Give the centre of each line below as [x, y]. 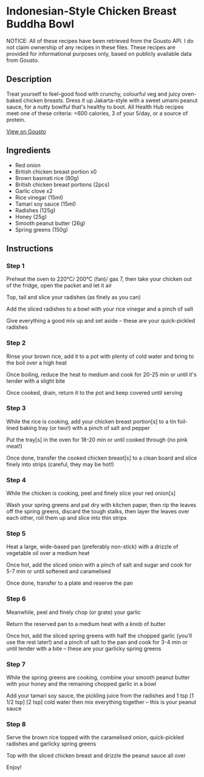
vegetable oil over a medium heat [48, 553]
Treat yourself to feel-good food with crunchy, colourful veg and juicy [93, 94]
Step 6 [16, 599]
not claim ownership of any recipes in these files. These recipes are [91, 47]
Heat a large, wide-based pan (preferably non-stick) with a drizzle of [92, 547]
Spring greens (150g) [42, 229]
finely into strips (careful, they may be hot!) [60, 464]
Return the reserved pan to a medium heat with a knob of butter [86, 624]
